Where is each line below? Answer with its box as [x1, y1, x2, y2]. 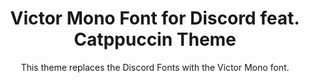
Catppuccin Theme [73, 28, 237, 51]
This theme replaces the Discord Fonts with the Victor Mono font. [20, 61, 290, 73]
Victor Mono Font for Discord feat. [10, 7, 300, 30]
